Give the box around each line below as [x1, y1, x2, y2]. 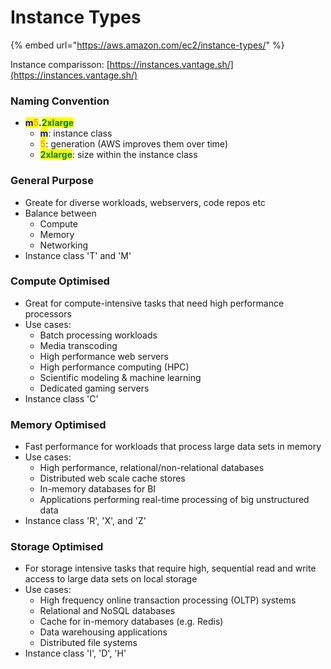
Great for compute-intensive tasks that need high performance [24, 297, 285, 309]
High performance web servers [39, 350, 169, 362]
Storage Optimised [10, 540, 104, 554]
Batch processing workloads [39, 329, 158, 341]
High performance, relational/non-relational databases [39, 462, 265, 474]
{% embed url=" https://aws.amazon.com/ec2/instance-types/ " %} [10, 39, 285, 51]
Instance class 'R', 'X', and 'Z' [24, 515, 147, 527]
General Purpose [10, 174, 95, 188]
